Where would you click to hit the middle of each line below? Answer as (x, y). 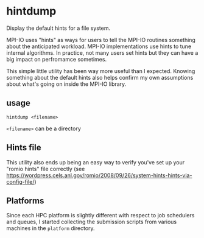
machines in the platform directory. (51, 228)
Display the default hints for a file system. (58, 28)
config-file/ (20, 181)
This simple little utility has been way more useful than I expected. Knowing (101, 71)
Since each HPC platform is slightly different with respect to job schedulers (100, 215)
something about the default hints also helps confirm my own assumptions (100, 77)
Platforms (25, 201)
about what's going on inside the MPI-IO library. (66, 84)
